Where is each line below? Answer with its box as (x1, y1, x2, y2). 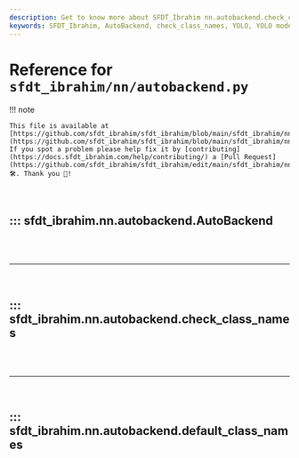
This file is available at (9, 122, 109, 131)
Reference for (9, 60, 113, 80)
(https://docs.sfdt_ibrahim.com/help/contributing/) (9, 153, 209, 162)
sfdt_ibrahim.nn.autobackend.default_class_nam (9, 423, 289, 438)
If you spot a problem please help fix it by (9, 145, 181, 154)
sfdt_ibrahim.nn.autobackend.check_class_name (9, 311, 290, 326)
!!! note (9, 104, 36, 116)
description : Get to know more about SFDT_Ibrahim (9, 12, 201, 22)
